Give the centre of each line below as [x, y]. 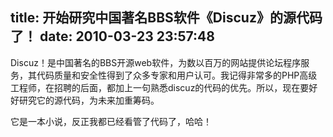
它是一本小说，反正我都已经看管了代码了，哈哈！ [111, 121]
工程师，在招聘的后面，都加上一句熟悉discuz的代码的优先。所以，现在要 [160, 87]
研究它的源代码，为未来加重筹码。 [89, 100]
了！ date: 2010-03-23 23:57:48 [112, 36]
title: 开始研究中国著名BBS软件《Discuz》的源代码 [166, 18]
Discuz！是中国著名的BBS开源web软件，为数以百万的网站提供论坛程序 [156, 62]
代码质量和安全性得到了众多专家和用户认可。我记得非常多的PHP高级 [177, 75]
